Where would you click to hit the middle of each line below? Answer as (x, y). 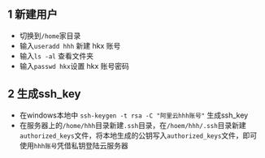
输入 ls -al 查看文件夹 (56, 56)
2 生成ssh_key (44, 94)
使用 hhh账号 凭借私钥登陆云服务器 (74, 145)
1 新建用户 (33, 15)
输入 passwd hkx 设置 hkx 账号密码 (74, 66)
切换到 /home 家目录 (50, 36)
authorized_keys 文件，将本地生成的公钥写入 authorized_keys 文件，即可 (138, 135)
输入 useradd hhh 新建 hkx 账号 (70, 45)
